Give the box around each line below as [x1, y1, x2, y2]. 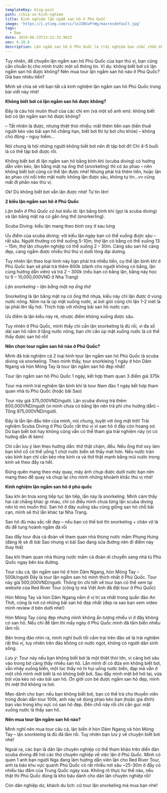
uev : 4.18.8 [5, 40, 30, 45]
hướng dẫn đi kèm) [5, 434, 44, 440]
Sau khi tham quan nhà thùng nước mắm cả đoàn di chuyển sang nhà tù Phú [5, 554, 162, 560]
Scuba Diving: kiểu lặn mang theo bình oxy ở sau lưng [5, 223, 115, 229]
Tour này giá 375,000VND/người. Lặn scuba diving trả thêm [5, 397, 127, 403]
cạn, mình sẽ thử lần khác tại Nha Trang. [5, 509, 88, 515]
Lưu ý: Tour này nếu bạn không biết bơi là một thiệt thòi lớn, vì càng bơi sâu [5, 655, 160, 661]
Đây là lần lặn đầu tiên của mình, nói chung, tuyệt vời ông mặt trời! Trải [5, 418, 149, 424]
